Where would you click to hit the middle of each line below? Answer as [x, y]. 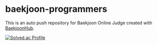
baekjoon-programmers [56, 9]
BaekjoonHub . [20, 28]
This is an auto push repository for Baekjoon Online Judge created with [79, 23]
